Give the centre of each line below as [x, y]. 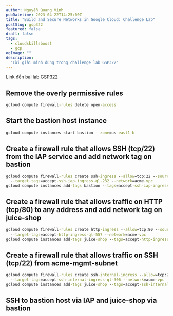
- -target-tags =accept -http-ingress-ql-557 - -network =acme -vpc [78, 234]
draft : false [20, 34]
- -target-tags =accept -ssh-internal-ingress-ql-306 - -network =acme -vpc [88, 280]
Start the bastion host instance [56, 121]
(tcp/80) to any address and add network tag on [84, 210]
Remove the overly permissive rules [65, 93]
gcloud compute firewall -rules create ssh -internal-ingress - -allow [81, 275]
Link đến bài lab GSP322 [32, 77]
